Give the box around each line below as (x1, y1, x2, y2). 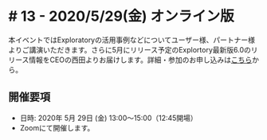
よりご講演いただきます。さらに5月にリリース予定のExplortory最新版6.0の (8, 45, 251, 54)
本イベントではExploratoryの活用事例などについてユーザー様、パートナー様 (8, 35, 256, 45)
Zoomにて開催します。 (19, 122, 95, 132)
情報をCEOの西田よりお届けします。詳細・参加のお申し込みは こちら (29, 55, 253, 64)
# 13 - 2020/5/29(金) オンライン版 (8, 7, 235, 25)
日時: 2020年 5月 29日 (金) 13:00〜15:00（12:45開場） (19, 113, 198, 122)
